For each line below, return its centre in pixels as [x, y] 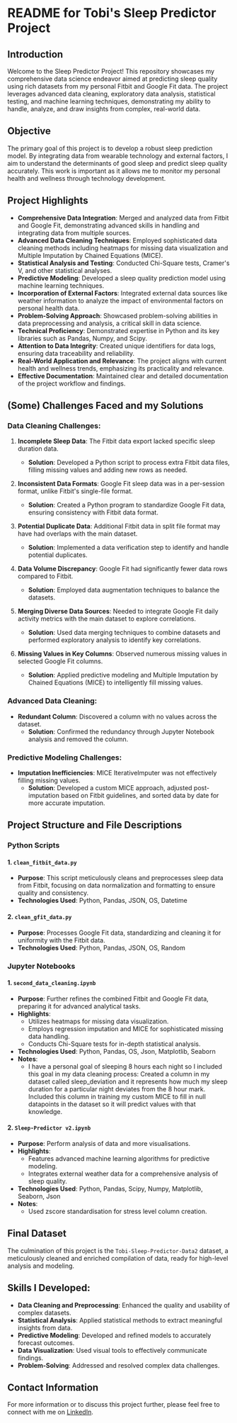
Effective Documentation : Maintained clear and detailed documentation [123, 376]
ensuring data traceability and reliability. [76, 353]
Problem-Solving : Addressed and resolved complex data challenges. [118, 1365]
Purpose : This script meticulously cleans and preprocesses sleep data [121, 878]
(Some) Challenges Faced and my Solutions [105, 406]
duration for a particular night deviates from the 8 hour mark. [117, 1089]
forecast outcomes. [46, 1343]
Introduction [35, 54]
